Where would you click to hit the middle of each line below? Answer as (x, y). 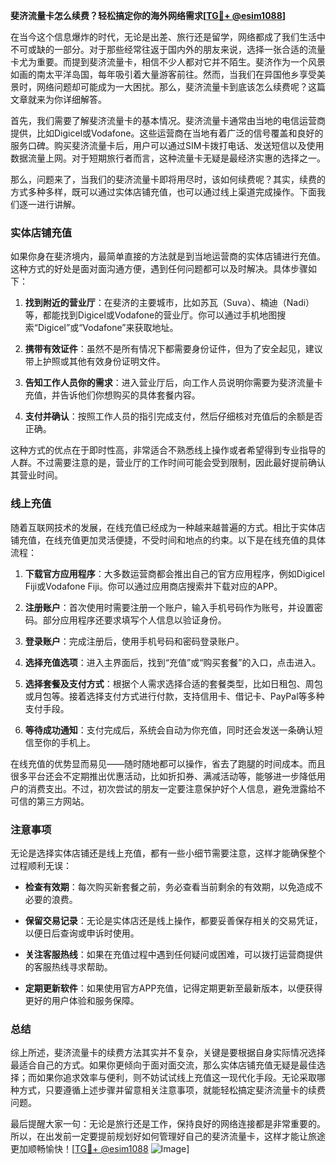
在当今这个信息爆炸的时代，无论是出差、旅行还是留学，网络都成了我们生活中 (168, 37)
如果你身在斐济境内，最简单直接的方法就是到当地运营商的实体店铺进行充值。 (168, 256)
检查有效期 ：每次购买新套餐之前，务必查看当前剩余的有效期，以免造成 (169, 886)
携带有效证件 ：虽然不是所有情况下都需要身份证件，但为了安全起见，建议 (173, 349)
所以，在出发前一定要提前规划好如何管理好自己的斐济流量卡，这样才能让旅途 (168, 1136)
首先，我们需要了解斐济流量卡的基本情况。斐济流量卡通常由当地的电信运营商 (168, 120)
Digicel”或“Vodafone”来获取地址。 (108, 328)
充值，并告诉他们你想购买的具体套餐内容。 (112, 395)
